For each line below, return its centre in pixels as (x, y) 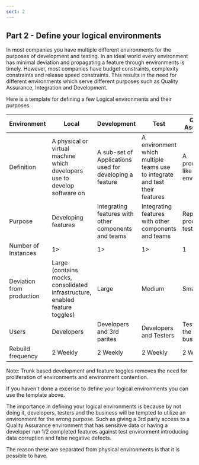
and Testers (158, 336)
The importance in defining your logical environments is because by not (94, 406)
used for (109, 167)
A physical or (70, 141)
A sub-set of (115, 152)
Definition (23, 167)
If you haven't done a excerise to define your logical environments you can (97, 388)
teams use (156, 167)
